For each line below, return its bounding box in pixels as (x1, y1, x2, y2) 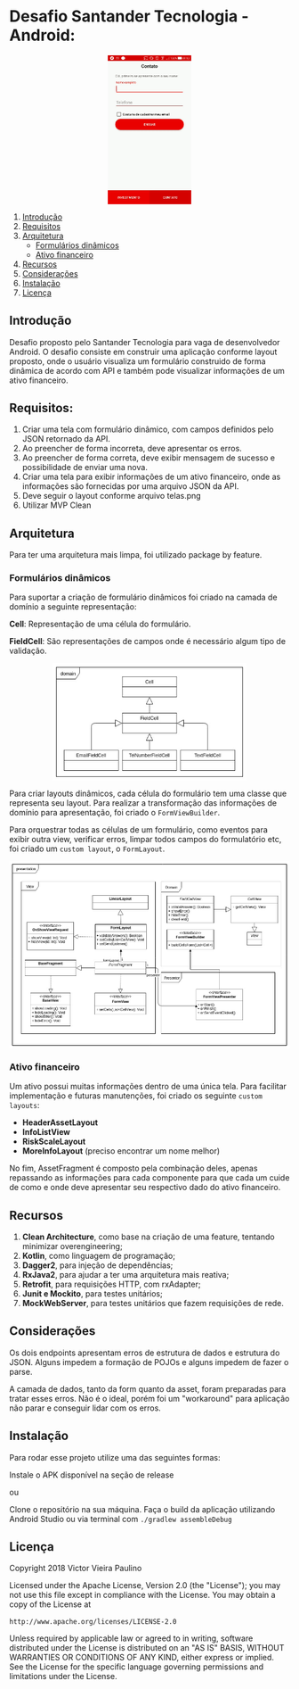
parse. (9, 1366, 33, 1377)
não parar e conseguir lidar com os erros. (9, 1403, 162, 1413)
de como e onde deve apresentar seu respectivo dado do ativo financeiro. (9, 1182, 281, 1193)
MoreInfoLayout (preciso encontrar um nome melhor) (21, 1146, 221, 1156)
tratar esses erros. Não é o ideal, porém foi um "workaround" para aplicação (9, 1393, 290, 1403)
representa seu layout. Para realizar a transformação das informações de (9, 797, 278, 808)
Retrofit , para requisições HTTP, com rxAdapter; (21, 1279, 201, 1290)
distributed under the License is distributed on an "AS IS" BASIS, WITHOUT (9, 1643, 285, 1653)
